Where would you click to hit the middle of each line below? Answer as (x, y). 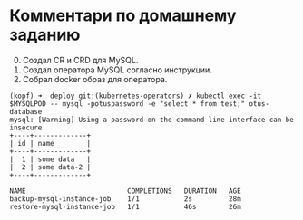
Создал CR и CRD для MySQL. (80, 60)
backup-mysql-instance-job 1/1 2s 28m (126, 199)
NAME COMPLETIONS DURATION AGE (126, 191)
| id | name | (50, 143)
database (26, 111)
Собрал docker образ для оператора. (95, 79)
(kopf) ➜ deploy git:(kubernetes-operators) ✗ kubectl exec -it (135, 96)
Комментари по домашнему (123, 16)
